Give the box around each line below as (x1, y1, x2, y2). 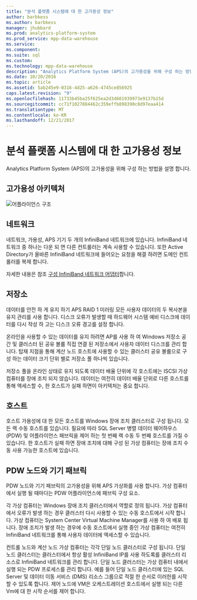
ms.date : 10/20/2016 (6, 74, 57, 80)
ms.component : (6, 47, 41, 53)
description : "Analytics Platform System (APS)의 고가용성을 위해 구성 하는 (6, 69, 184, 74)
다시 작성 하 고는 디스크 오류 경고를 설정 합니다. (16, 321, 125, 328)
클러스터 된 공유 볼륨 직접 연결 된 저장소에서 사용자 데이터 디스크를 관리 (18, 340, 181, 347)
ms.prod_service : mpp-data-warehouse (6, 36, 98, 42)
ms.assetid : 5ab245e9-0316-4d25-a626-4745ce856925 (6, 85, 133, 91)
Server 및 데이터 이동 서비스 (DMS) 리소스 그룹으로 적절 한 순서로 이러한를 (6, 573, 176, 580)
